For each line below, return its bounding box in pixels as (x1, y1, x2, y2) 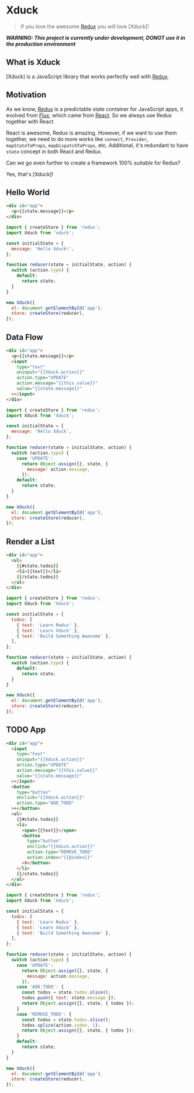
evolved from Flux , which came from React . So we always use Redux (6, 112, 172, 119)
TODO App (6, 725, 46, 735)
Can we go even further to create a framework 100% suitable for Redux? (6, 159, 181, 166)
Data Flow (6, 332, 43, 342)
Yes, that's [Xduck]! (6, 170, 54, 177)
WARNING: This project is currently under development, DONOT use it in (6, 34, 186, 41)
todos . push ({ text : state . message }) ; (21, 995, 116, 1001)
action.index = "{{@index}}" (27, 855, 93, 861)
